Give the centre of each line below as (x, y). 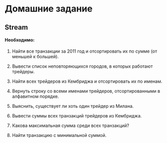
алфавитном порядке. (35, 96)
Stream (16, 27)
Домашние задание (49, 9)
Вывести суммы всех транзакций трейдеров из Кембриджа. (77, 115)
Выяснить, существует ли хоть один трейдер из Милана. (73, 106)
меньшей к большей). (35, 56)
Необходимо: (20, 40)
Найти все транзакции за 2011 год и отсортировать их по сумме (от (85, 51)
